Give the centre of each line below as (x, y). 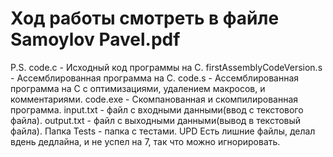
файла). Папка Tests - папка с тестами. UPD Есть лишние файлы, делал (163, 131)
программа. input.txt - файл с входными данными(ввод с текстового (157, 109)
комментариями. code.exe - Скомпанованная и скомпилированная (154, 99)
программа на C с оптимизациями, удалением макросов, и (138, 88)
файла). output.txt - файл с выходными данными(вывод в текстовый (156, 120)
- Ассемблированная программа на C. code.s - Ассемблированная (155, 78)
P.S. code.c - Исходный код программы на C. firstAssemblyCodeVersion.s (166, 67)
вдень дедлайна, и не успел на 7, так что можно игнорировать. (145, 141)
